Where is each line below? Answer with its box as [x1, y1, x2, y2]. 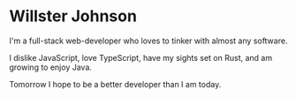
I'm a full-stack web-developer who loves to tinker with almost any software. [9, 35, 288, 46]
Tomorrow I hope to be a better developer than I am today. [9, 79, 222, 89]
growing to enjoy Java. [9, 62, 93, 72]
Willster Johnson [9, 6, 137, 26]
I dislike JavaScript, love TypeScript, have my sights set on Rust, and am [9, 52, 272, 63]
